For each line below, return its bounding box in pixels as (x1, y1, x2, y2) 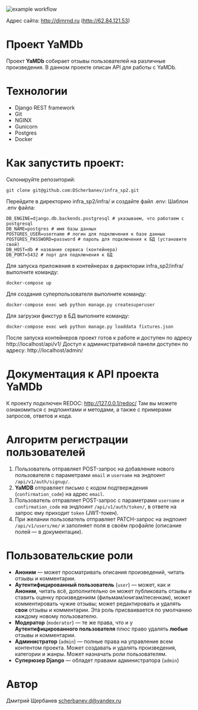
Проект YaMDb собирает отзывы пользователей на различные (6, 57, 166, 65)
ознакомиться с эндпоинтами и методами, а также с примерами (6, 406, 172, 413)
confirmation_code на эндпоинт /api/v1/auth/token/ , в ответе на (14, 503, 177, 510)
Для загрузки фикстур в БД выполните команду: (6, 312, 130, 319)
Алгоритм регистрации (6, 433, 129, 446)
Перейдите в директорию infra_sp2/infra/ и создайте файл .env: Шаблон (6, 197, 189, 204)
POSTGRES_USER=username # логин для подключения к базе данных (6, 231, 166, 237)
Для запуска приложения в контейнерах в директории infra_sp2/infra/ (6, 262, 184, 269)
